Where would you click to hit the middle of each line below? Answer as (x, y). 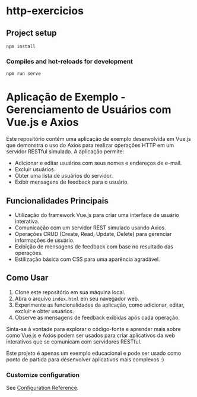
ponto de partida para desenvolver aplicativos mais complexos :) (85, 359)
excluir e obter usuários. (44, 311)
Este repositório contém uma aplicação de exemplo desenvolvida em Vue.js (99, 139)
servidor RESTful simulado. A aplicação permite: (65, 152)
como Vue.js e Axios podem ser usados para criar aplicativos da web (91, 335)
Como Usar (27, 278)
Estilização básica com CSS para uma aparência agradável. (87, 259)
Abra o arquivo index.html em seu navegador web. (77, 298)
